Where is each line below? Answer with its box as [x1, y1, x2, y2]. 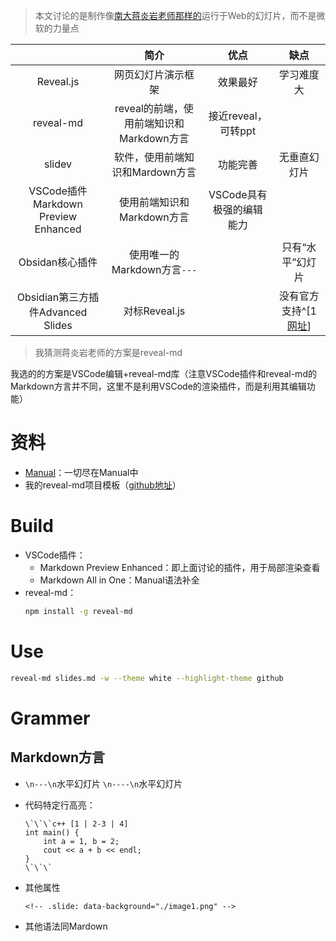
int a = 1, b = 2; [43, 836, 120, 846]
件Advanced [28, 305, 88, 319]
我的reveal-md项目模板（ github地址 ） [24, 479, 182, 491]
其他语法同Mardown [24, 920, 108, 932]
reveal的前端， [114, 102, 184, 115]
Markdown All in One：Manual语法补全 [39, 574, 200, 586]
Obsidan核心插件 [18, 255, 98, 269]
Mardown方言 [131, 165, 197, 179]
